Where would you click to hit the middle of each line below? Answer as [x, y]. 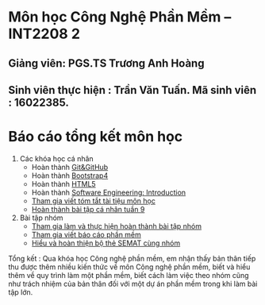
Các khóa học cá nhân [56, 158]
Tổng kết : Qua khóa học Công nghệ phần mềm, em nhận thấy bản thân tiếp [132, 258]
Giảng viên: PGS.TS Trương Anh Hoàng [106, 63]
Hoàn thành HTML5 [64, 183]
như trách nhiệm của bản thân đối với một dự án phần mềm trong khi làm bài [133, 284]
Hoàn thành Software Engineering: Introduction [109, 192]
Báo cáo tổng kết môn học [96, 137]
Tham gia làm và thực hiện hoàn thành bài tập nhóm [117, 226]
